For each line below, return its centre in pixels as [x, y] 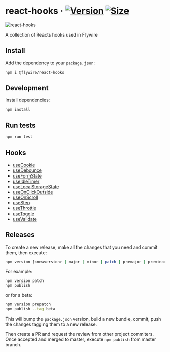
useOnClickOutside [33, 192]
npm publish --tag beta [30, 309]
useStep [21, 202]
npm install [18, 110]
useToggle [23, 214]
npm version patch [25, 281]
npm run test [19, 137]
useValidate [25, 219]
